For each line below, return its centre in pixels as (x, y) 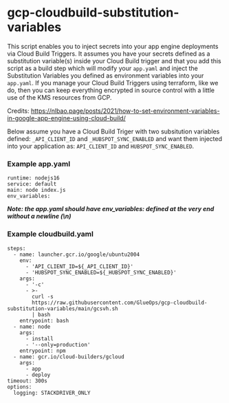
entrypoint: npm (43, 351)
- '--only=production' (58, 345)
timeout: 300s (28, 381)
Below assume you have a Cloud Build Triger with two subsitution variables (113, 131)
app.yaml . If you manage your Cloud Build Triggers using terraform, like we (113, 83)
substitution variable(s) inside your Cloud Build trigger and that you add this (114, 61)
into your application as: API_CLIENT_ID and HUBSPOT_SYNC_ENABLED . (101, 146)
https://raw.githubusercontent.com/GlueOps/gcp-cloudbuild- (120, 303)
